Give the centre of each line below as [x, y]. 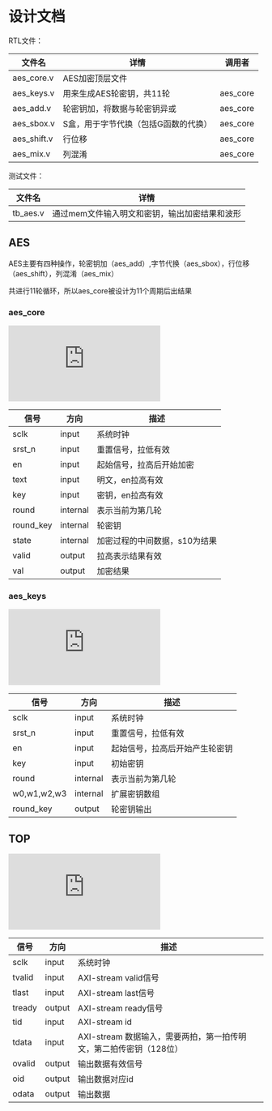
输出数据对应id [106, 1079]
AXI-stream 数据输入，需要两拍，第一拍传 [158, 1036]
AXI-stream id [105, 1022]
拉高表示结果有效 [129, 556]
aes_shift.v [33, 139]
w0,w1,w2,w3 [40, 793]
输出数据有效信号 [110, 1064]
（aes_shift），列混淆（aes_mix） [64, 273]
